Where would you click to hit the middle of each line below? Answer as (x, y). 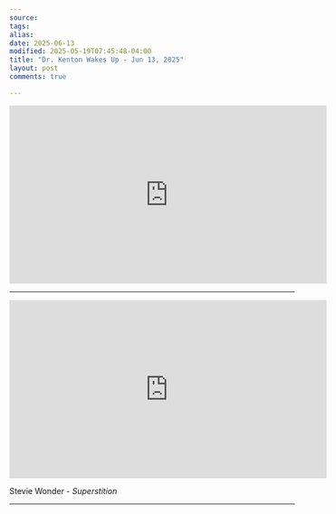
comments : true (38, 77)
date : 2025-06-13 (42, 43)
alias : (22, 34)
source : (24, 18)
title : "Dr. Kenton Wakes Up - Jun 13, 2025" (96, 60)
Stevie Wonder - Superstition (63, 490)
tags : (19, 26)
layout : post (34, 69)
